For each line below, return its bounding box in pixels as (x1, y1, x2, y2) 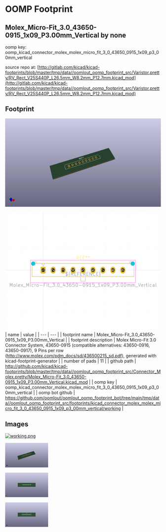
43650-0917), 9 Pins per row (5, 348, 64, 354)
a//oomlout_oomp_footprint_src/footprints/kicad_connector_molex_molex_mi (5, 400, 161, 406)
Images (5, 420, 29, 428)
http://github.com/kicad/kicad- (5, 363, 68, 369)
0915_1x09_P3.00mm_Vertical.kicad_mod (5, 379, 88, 385)
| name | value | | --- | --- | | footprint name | (5, 332, 96, 338)
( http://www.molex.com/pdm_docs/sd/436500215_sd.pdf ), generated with (5, 353, 157, 359)
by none (100, 31, 126, 39)
